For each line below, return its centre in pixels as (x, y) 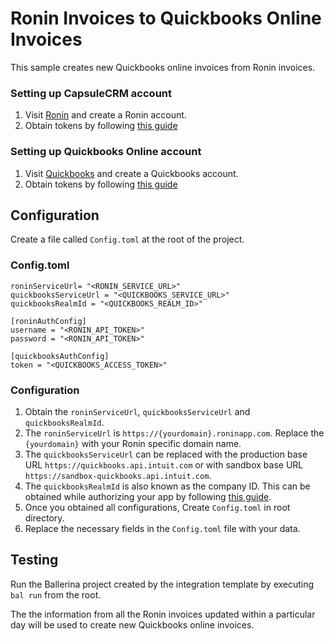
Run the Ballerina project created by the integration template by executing (162, 584)
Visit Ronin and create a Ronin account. (105, 115)
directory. (44, 518)
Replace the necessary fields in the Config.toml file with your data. (162, 528)
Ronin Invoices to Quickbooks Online (166, 18)
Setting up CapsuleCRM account (91, 93)
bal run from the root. (56, 594)
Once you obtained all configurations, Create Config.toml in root (157, 507)
